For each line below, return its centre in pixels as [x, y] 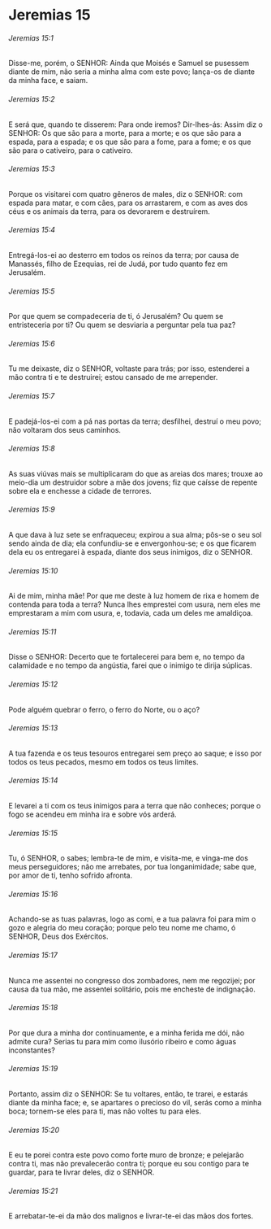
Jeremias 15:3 [32, 169]
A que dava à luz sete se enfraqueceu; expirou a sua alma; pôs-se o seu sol [135, 535]
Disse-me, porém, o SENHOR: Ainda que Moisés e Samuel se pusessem [129, 63]
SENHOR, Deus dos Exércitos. [58, 936]
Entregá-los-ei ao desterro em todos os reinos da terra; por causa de [124, 255]
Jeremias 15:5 [32, 291]
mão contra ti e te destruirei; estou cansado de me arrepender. [113, 377]
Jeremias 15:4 [32, 230]
